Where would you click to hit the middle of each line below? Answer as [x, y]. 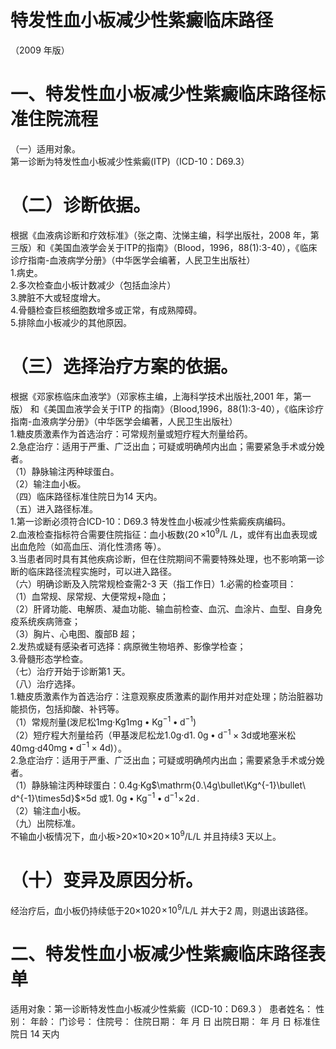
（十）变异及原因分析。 [107, 880]
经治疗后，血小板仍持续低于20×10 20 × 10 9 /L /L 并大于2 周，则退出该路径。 [162, 909]
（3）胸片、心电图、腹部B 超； [74, 634]
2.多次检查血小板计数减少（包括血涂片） [93, 285]
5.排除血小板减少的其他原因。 [71, 322]
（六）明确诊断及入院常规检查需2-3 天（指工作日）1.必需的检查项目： [153, 584]
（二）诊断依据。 [81, 205]
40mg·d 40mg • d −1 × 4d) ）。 [68, 747]
